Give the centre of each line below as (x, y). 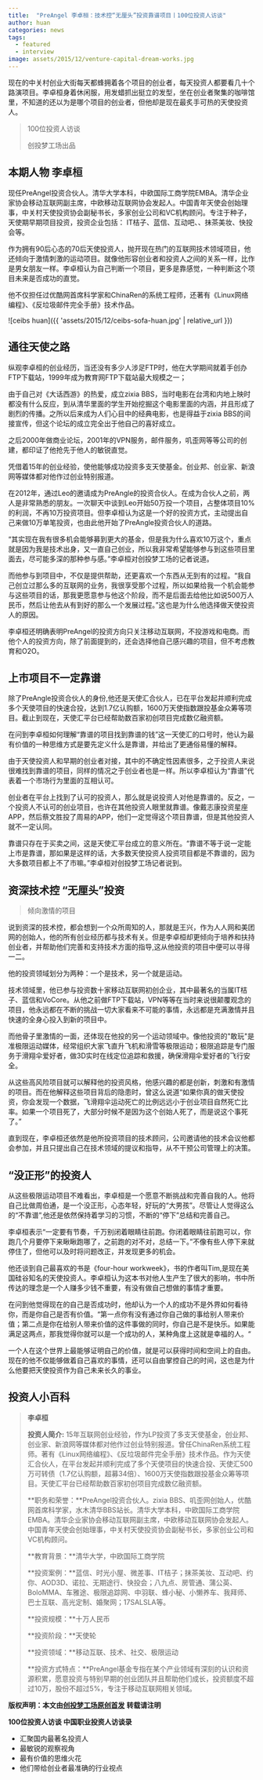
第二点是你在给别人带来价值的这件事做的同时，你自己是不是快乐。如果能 (138, 1324)
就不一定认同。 (32, 827)
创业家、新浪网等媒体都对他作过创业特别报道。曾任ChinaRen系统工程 (139, 1444)
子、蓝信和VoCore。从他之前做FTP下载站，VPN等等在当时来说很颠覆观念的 (130, 1000)
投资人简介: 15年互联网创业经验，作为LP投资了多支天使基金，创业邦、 (140, 1434)
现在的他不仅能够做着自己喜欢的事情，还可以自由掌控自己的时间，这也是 (124, 1360)
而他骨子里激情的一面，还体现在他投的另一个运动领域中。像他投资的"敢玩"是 (131, 1036)
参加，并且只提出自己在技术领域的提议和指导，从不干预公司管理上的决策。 (135, 1148)
